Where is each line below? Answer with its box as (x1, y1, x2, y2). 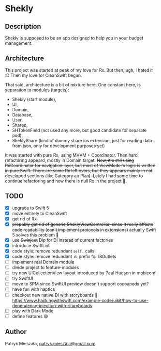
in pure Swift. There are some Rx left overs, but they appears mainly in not (5, 167, 153, 173)
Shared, (12, 122, 28, 128)
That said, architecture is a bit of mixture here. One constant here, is (5, 82, 141, 87)
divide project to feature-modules (12, 265, 79, 270)
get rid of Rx (12, 216, 37, 221)
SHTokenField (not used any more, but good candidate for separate (12, 127, 146, 133)
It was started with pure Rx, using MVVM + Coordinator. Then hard (5, 152, 138, 158)
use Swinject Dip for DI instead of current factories (12, 237, 114, 243)
